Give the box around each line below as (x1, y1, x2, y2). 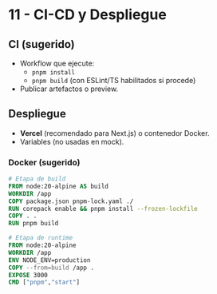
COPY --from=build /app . (8, 264, 94, 272)
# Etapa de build (8, 175, 66, 183)
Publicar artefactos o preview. (19, 84, 118, 93)
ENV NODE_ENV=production (8, 256, 91, 264)
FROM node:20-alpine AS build (8, 182, 109, 190)
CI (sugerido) (8, 38, 76, 51)
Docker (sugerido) (8, 157, 81, 168)
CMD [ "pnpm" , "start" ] (8, 278, 81, 287)
